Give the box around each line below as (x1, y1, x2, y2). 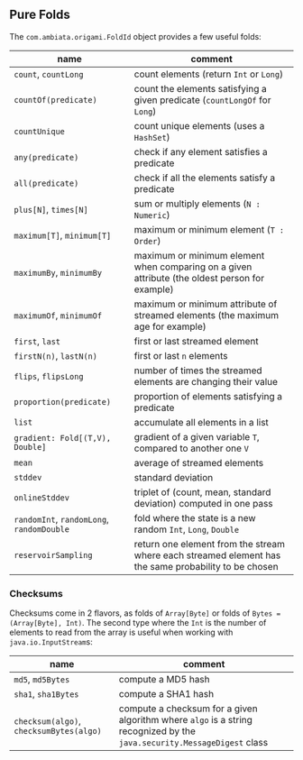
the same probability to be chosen (133, 560, 279, 572)
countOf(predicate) (14, 95, 97, 105)
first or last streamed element (133, 334, 259, 347)
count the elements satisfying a (133, 82, 268, 95)
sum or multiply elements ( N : (133, 197, 262, 210)
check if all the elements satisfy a (133, 171, 276, 184)
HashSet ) (133, 131, 170, 143)
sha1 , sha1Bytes (14, 688, 79, 700)
